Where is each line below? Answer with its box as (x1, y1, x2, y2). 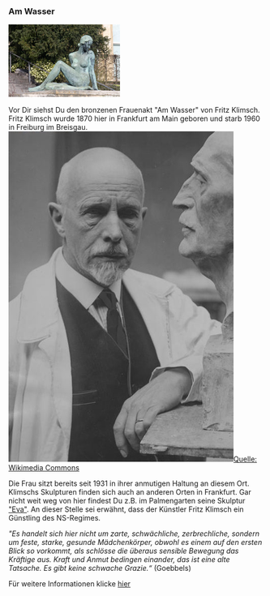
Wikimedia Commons (8, 463, 79, 473)
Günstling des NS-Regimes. (8, 513, 101, 523)
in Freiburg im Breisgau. (8, 122, 88, 132)
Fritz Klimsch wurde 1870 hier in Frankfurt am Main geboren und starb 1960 (8, 114, 261, 123)
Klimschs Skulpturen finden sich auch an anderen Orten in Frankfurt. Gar (8, 487, 251, 497)
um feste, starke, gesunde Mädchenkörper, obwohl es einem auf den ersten (8, 538, 263, 547)
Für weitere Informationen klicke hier (8, 579, 131, 589)
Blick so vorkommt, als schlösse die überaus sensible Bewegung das (8, 546, 239, 556)
